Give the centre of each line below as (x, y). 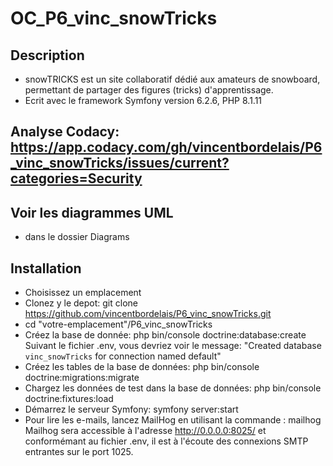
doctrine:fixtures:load (69, 399)
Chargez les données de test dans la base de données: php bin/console (173, 388)
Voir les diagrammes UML (92, 212)
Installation (46, 268)
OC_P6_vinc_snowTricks (114, 18)
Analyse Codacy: (65, 132)
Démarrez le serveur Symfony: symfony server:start (131, 409)
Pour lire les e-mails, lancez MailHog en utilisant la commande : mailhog (173, 420)
